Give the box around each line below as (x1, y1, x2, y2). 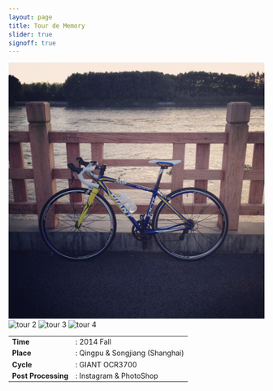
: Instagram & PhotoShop (75, 371, 158, 380)
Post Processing (11, 371, 69, 380)
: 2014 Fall (75, 337, 112, 346)
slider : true (8, 30, 53, 38)
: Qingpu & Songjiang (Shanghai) (75, 348, 184, 358)
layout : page (8, 13, 53, 21)
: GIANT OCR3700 (75, 359, 137, 369)
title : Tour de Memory (8, 21, 85, 30)
